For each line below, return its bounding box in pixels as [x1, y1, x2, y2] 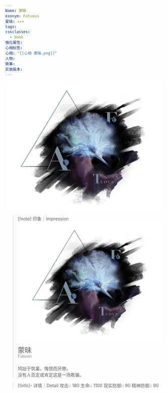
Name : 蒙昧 [5, 8, 27, 13]
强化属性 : [5, 40, 23, 45]
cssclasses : [5, 29, 30, 35]
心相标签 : [5, 45, 23, 50]
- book [10, 35, 24, 40]
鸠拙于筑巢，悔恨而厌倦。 [17, 365, 71, 371]
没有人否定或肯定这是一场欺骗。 [17, 371, 84, 378]
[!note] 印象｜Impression [17, 215, 69, 221]
